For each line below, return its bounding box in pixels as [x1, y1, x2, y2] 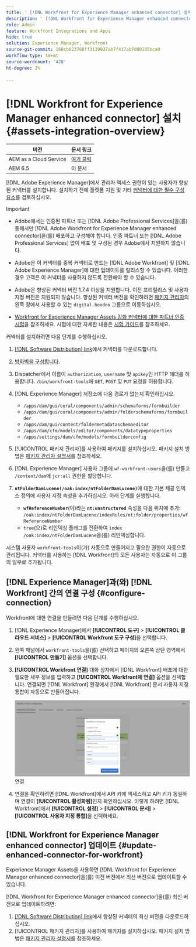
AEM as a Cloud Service [8, 155, 66, 162]
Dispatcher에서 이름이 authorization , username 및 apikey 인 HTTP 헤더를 [14, 370, 184, 377]
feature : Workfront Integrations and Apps [6, 28, 111, 34]
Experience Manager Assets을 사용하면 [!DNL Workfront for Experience [6, 866, 176, 873]
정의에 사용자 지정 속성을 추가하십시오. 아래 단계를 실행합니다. [20, 492, 162, 499]
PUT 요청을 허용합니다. [123, 378, 174, 385]
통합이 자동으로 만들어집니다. [14, 688, 80, 695]
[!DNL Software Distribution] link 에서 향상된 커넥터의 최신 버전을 [14, 913, 164, 920]
